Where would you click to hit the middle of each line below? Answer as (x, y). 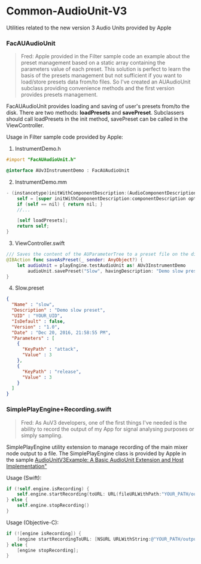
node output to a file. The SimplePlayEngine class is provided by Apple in (96, 453)
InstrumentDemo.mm (41, 182)
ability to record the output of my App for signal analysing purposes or (107, 429)
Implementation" (27, 466)
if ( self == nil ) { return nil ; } (60, 204)
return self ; (33, 226)
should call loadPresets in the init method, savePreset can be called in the (97, 119)
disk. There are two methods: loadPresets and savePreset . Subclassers (95, 113)
